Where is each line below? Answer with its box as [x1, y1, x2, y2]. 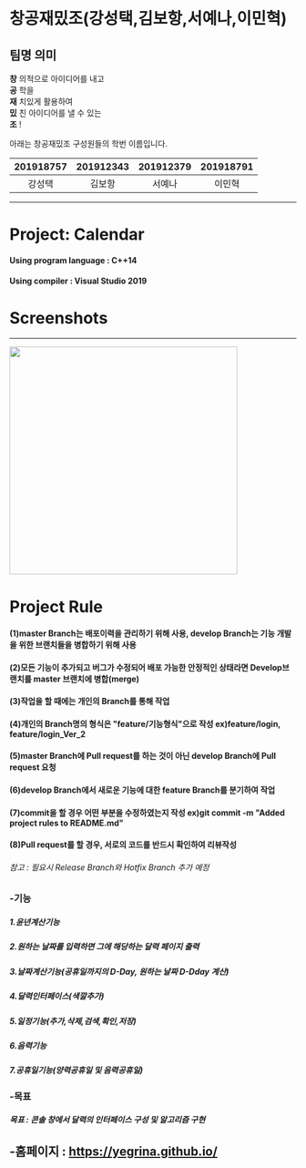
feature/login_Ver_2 [9, 728, 87, 739]
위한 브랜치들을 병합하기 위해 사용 [18, 640, 137, 651]
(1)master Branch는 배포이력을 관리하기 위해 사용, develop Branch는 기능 [9, 628, 276, 639]
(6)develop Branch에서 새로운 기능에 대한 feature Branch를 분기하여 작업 [9, 784, 276, 795]
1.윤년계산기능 [9, 917, 60, 927]
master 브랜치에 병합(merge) [33, 673, 139, 684]
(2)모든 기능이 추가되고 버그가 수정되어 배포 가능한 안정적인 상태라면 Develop [9, 661, 282, 672]
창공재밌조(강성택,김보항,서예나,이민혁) [9, 8, 288, 29]
